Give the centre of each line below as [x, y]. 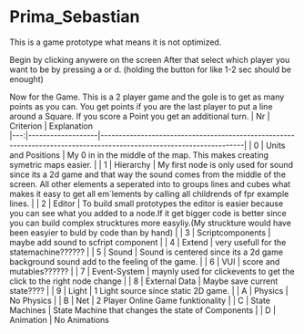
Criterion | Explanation [51, 126]
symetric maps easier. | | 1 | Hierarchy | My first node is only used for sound [152, 164]
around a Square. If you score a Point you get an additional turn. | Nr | [140, 116]
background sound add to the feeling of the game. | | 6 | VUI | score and [145, 261]
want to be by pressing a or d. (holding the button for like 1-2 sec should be [150, 69]
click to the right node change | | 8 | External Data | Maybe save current [144, 281]
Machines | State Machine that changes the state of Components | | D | [142, 310]
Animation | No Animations [59, 319]
